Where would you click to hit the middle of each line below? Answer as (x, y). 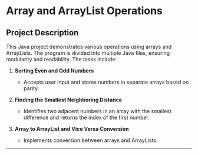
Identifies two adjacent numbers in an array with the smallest (98, 111)
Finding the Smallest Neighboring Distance (68, 100)
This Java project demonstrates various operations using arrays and (89, 47)
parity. (31, 88)
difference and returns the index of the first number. (87, 117)
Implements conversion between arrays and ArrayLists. (90, 140)
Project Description (42, 33)
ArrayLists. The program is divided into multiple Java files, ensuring (88, 53)
